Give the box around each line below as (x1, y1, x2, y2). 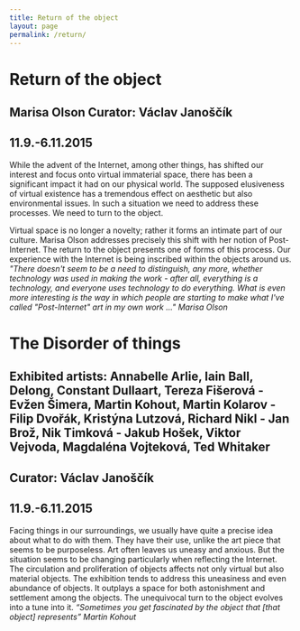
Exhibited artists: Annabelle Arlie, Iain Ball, (9, 369, 254, 385)
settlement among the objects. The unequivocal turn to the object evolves (9, 592, 284, 603)
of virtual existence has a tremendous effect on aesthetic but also (9, 188, 253, 199)
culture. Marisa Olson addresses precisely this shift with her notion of (9, 234, 268, 245)
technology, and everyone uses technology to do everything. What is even (9, 282, 286, 293)
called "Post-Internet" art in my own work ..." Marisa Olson (9, 302, 228, 312)
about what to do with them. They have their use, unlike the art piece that (9, 534, 281, 545)
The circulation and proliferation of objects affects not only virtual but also (9, 563, 285, 574)
